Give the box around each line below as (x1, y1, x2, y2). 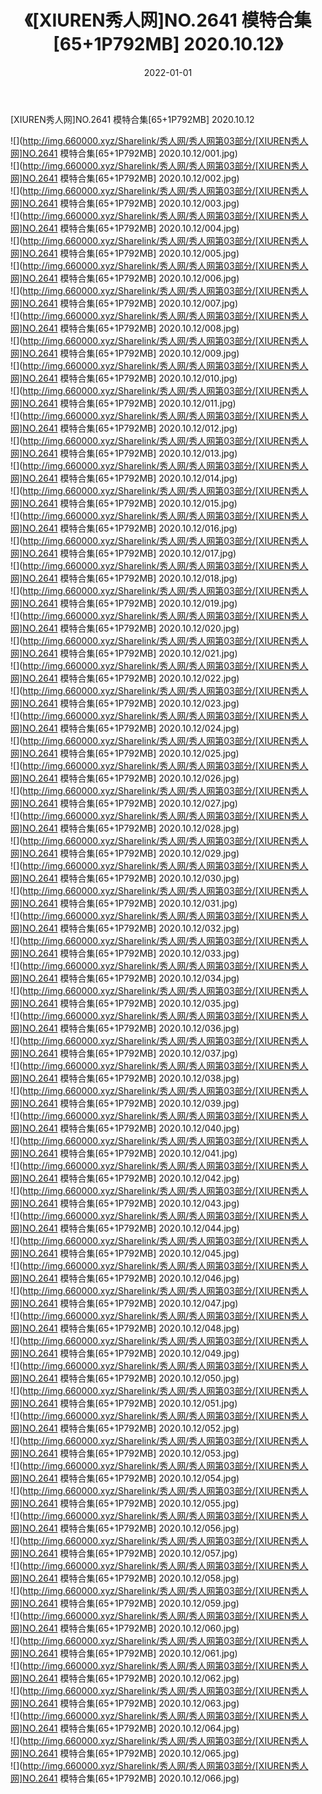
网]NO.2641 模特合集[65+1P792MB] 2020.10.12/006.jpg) (10, 272, 240, 284)
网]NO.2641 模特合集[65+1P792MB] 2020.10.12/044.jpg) (10, 1222, 240, 1234)
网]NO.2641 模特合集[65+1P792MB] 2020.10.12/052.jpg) (10, 1422, 240, 1434)
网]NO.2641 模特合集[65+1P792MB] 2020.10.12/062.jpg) (10, 1672, 240, 1684)
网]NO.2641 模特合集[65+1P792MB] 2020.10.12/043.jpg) (10, 1197, 240, 1209)
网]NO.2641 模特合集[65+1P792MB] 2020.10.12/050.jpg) (10, 1372, 240, 1384)
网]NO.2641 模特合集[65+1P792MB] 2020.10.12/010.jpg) (10, 372, 238, 384)
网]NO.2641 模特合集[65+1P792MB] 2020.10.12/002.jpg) (10, 172, 240, 184)
